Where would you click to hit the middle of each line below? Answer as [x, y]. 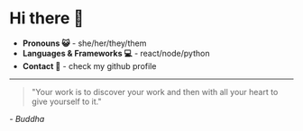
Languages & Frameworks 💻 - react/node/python [116, 53]
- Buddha [27, 118]
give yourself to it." [66, 101]
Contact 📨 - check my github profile [89, 65]
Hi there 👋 [46, 18]
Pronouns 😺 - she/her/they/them [84, 43]
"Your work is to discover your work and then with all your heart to [155, 92]
